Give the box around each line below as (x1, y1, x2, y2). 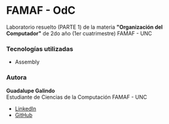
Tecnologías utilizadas (6, 44, 74, 53)
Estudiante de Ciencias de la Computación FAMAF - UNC (6, 93, 147, 101)
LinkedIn (14, 105, 37, 112)
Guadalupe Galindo (6, 87, 55, 94)
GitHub (14, 111, 33, 119)
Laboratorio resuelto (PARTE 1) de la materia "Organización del (6, 23, 163, 31)
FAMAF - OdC (6, 4, 76, 17)
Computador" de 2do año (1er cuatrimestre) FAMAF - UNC (6, 29, 152, 37)
